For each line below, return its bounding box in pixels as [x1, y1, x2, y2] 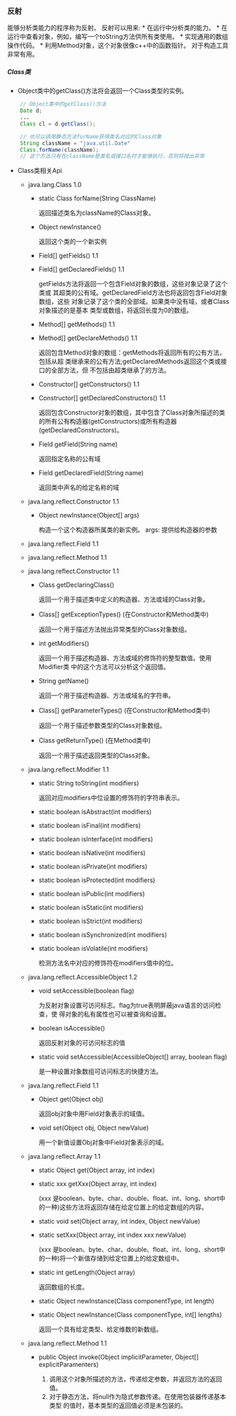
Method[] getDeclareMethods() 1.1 [38, 334, 137, 343]
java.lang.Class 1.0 [27, 181, 82, 189]
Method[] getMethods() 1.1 [38, 320, 115, 329]
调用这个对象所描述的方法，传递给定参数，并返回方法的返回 [49, 1375, 223, 1384]
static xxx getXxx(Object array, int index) [38, 1180, 157, 1188]
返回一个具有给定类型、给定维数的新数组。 [38, 1325, 163, 1333]
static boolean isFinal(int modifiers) [38, 822, 141, 830]
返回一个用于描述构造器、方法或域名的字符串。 [38, 691, 175, 700]
